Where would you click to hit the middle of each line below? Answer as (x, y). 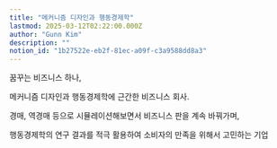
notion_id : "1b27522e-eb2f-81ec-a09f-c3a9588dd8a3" (108, 51)
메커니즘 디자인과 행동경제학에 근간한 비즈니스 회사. (99, 97)
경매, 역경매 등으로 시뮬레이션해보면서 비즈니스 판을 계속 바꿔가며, (125, 116)
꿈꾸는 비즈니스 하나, (45, 78)
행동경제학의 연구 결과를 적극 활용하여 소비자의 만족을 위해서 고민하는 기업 (139, 135)
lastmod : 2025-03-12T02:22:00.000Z (76, 26)
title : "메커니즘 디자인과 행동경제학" (71, 17)
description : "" (40, 43)
